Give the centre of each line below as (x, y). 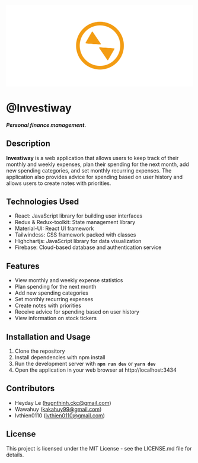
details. (15, 455)
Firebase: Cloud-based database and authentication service (88, 247)
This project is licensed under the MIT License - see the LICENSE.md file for (99, 448)
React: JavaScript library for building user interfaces (79, 216)
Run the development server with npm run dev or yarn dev (85, 364)
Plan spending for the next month (55, 287)
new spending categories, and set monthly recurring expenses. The (89, 170)
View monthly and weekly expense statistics (69, 280)
